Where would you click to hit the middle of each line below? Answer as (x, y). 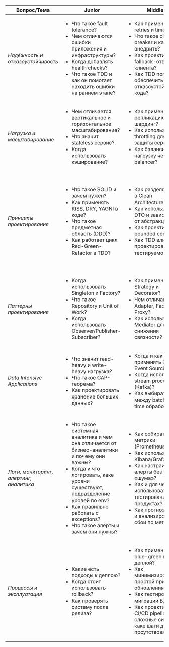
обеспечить (149, 80)
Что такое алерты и (96, 526)
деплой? (144, 563)
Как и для (146, 484)
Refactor (82, 253)
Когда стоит (86, 582)
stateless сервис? (93, 143)
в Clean (143, 196)
